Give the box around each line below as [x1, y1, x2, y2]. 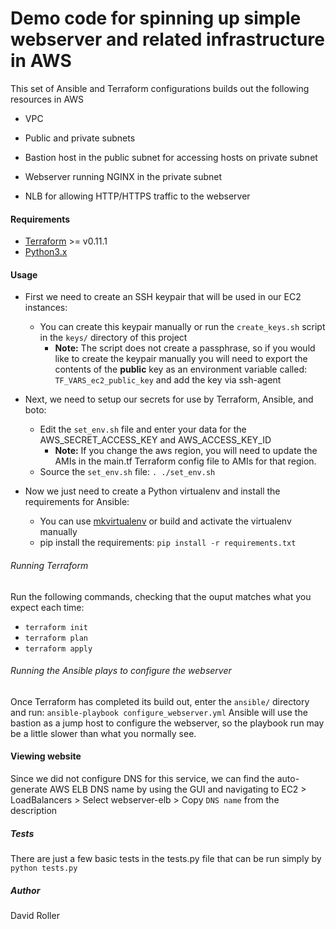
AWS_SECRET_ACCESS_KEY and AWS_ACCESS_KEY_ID [39, 434, 272, 446]
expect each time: [10, 601, 85, 613]
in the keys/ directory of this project [39, 332, 188, 344]
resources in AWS [10, 93, 85, 105]
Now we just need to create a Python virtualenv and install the [24, 485, 281, 497]
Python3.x [24, 246, 68, 258]
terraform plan [24, 633, 89, 643]
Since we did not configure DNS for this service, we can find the [10, 772, 275, 784]
